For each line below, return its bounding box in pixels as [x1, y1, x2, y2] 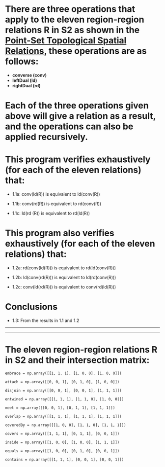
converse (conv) [12, 72, 47, 78]
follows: [5, 56, 39, 67]
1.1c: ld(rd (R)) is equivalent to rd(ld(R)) [12, 211, 90, 216]
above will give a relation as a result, [5, 110, 156, 122]
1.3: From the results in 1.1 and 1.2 [12, 317, 80, 323]
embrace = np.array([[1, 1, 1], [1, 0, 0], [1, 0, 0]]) [5, 371, 122, 376]
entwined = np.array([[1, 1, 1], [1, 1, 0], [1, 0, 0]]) [5, 396, 124, 401]
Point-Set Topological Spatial [5, 35, 127, 46]
